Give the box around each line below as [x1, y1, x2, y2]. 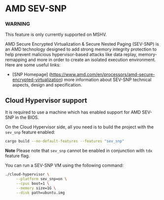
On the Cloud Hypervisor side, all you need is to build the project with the [5, 124, 154, 130]
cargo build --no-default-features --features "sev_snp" [5, 139, 125, 144]
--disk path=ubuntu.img [16, 190, 65, 195]
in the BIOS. [15, 114, 39, 120]
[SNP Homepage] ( [12, 72, 51, 78]
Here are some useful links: [5, 62, 61, 68]
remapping [5, 57, 27, 63]
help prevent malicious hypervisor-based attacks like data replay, [5, 52, 137, 57]
